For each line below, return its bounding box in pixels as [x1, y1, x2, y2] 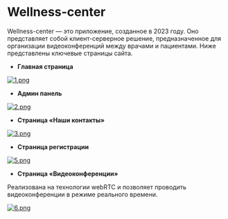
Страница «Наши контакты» [17, 115, 105, 124]
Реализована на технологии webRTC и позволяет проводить [7, 182, 187, 191]
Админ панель [17, 89, 62, 97]
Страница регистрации [17, 142, 89, 151]
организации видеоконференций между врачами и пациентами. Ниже [7, 41, 216, 50]
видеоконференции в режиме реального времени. [7, 190, 158, 198]
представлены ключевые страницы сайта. [7, 49, 133, 57]
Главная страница [17, 62, 74, 70]
